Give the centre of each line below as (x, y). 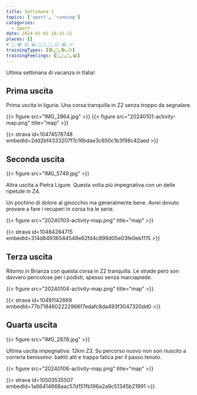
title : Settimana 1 (30, 12)
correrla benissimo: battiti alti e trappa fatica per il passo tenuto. (84, 357)
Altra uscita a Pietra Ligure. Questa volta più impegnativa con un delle (91, 185)
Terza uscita (29, 257)
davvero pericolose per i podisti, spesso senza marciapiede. (79, 277)
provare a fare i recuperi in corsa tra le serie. (60, 209)
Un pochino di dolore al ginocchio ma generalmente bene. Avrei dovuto (93, 203)
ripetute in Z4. (23, 191)
